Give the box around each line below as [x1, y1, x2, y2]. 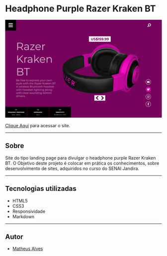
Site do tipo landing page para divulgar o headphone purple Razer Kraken [5, 155, 156, 161]
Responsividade [12, 208, 46, 214]
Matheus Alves [12, 246, 43, 252]
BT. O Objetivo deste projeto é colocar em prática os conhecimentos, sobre [5, 160, 160, 166]
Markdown [12, 213, 35, 219]
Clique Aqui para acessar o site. [5, 122, 71, 128]
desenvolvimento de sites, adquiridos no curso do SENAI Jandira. [5, 165, 140, 171]
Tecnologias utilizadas [5, 184, 77, 193]
